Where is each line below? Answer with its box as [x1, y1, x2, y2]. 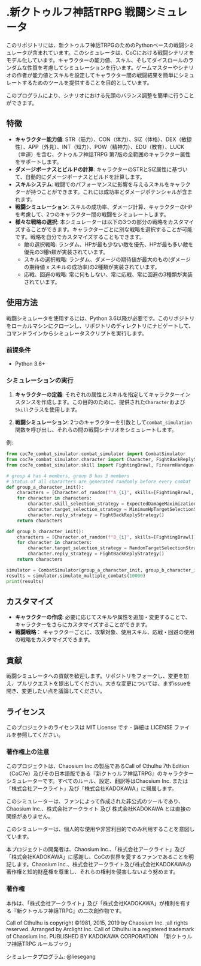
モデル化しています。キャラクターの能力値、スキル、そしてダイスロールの [6, 56, 188, 64]
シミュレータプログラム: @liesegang [6, 953, 96, 960]
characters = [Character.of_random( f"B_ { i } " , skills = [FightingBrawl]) [17, 534, 197, 540]
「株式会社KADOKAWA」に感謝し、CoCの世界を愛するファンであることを [6, 853, 189, 860]
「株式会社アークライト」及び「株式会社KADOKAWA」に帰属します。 [6, 785, 178, 792]
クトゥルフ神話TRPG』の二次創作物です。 [22, 907, 125, 914]
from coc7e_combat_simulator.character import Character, [6, 457, 154, 463]
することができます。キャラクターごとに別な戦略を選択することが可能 [20, 226, 193, 233]
